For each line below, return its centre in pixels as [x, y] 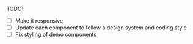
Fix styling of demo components [56, 35]
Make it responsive [39, 20]
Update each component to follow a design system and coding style [101, 28]
